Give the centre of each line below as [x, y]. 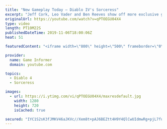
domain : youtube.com [31, 64]
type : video [17, 24]
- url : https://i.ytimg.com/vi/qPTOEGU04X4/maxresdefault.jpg [75, 96]
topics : [13, 73]
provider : [15, 55]
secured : [14, 119]
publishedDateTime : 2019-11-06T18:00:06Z [49, 33]
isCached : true [30, 110]
